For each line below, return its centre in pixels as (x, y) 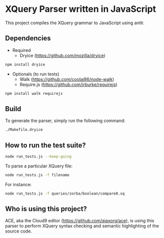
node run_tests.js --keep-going (38, 157)
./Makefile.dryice (24, 130)
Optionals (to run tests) (36, 74)
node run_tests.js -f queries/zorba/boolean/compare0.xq (65, 194)
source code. (19, 231)
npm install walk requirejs (34, 93)
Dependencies (28, 38)
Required (21, 50)
